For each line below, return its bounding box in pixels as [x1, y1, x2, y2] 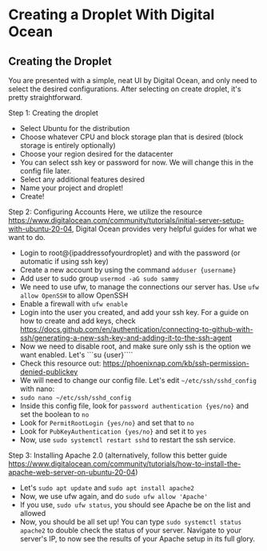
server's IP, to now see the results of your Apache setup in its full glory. [19, 534, 256, 543]
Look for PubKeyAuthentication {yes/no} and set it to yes [19, 426, 207, 436]
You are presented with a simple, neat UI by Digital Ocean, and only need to [8, 76, 257, 85]
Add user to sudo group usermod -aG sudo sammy [19, 274, 180, 283]
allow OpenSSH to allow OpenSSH [19, 290, 129, 300]
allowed [19, 509, 46, 517]
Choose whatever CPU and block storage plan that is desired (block [19, 132, 244, 142]
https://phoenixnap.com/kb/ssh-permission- [102, 358, 249, 368]
